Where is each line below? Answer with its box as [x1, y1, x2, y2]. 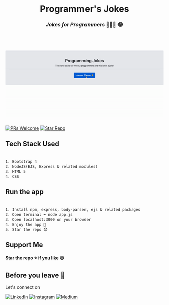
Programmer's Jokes [40, 3, 129, 15]
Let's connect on [5, 284, 40, 290]
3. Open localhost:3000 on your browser [5, 217, 92, 222]
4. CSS [5, 174, 19, 179]
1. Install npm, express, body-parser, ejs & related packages [5, 207, 141, 212]
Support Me [5, 241, 43, 249]
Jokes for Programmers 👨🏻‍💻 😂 [45, 21, 124, 28]
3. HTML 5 [5, 169, 26, 174]
